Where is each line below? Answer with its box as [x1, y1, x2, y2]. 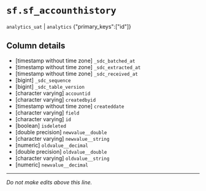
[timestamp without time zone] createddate [15, 102, 124, 110]
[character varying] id [15, 115, 72, 122]
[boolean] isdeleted [15, 122, 66, 129]
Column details [6, 40, 66, 51]
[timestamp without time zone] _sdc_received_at [15, 70, 138, 77]
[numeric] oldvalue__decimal [15, 141, 89, 149]
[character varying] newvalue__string [15, 135, 110, 142]
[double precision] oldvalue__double [15, 148, 107, 155]
